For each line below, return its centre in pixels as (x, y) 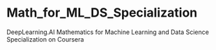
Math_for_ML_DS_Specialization (102, 13)
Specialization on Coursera (45, 39)
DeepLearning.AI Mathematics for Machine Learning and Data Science (108, 32)
